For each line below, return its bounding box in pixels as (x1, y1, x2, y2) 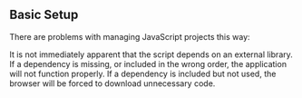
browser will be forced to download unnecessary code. (9, 77, 216, 89)
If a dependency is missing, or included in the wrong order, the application (9, 58, 287, 69)
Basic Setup (9, 7, 79, 23)
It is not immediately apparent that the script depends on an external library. (9, 49, 293, 60)
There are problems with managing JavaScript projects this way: (9, 31, 251, 42)
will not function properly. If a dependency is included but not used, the (9, 68, 277, 79)
